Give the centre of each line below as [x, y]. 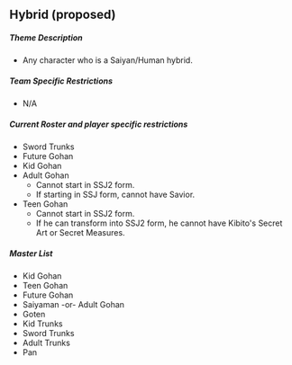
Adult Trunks [46, 343]
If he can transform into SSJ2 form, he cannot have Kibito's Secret [159, 223]
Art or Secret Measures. [80, 233]
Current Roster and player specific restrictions [99, 124]
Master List [31, 253]
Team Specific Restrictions [61, 81]
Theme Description [46, 37]
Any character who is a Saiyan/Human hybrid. [108, 60]
